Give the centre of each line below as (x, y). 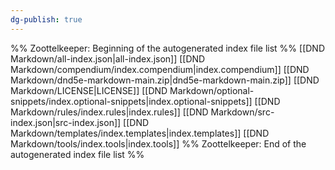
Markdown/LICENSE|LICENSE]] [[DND (89, 90)
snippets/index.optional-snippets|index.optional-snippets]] (131, 101)
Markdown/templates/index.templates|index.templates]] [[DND (140, 133)
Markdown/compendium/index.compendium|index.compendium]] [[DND (160, 69)
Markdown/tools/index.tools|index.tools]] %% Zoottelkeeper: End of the (158, 143)
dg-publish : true (46, 19)
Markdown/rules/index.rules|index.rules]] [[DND (109, 112)
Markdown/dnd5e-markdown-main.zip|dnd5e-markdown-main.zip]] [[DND (165, 80)
